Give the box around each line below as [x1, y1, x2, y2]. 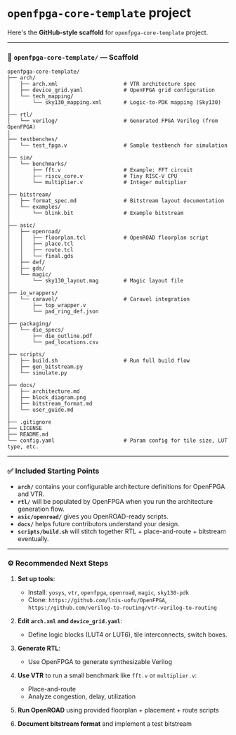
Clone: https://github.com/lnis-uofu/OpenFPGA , [27, 595, 167, 604]
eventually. [17, 534, 49, 542]
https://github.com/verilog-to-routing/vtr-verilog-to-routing [27, 604, 218, 611]
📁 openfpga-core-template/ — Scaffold [7, 52, 139, 62]
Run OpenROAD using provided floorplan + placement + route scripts [17, 705, 219, 714]
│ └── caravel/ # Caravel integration [7, 296, 190, 303]
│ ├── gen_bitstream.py [7, 363, 83, 370]
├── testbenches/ [7, 136, 58, 143]
